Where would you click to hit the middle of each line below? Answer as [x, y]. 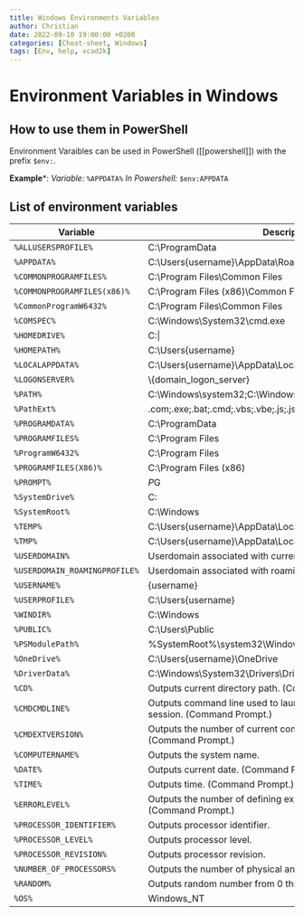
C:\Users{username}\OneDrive [213, 658]
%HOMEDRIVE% [40, 335]
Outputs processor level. [200, 839]
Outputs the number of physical [215, 869]
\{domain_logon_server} [199, 379]
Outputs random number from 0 [215, 883]
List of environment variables [94, 207]
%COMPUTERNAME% [47, 755]
